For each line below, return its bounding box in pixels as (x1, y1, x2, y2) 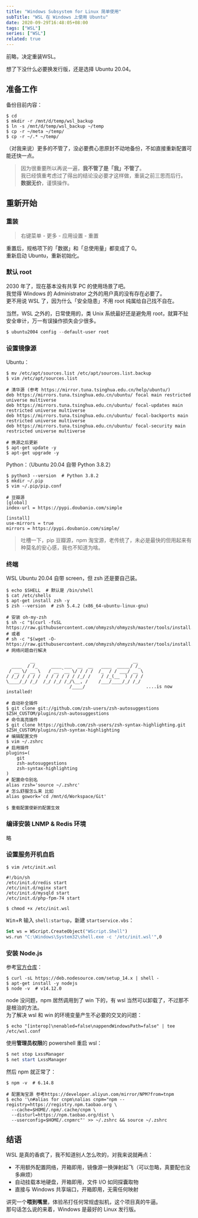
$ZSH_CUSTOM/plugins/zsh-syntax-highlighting (6, 727, 120, 733)
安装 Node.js (6, 949, 43, 957)
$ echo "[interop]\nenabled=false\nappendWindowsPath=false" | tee (6, 1023, 176, 1029)
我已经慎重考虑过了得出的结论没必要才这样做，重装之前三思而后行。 (20, 172, 186, 179)
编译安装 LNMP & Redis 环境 (6, 820, 87, 828)
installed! (6, 689, 33, 695)
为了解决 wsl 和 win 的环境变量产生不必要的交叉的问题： (6, 1011, 143, 1018)
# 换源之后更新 (6, 439, 38, 445)
